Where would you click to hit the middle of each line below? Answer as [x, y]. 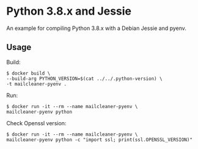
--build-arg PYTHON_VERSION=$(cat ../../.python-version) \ [85, 78]
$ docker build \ [28, 73]
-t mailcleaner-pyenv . [37, 84]
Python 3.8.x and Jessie [69, 11]
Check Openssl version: [36, 123]
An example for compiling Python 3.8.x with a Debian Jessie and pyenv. [96, 28]
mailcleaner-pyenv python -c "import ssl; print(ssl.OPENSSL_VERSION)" [99, 140]
